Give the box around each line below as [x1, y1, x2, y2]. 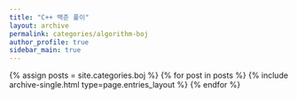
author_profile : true [9, 37, 90, 47]
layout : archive [9, 21, 69, 30]
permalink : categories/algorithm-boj [9, 29, 149, 38]
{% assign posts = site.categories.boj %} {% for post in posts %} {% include [9, 70, 289, 80]
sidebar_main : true [9, 46, 82, 55]
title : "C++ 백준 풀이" [9, 12, 90, 22]
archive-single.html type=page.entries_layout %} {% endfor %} [9, 80, 241, 90]
